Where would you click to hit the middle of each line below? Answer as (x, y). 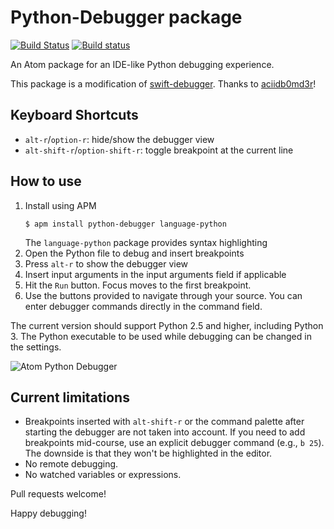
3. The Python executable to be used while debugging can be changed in (161, 336)
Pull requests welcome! (58, 494)
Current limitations (70, 397)
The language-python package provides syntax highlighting (146, 242)
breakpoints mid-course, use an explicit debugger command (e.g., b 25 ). (174, 443)
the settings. (36, 347)
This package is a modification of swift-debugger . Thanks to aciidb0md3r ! (163, 83)
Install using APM (60, 205)
